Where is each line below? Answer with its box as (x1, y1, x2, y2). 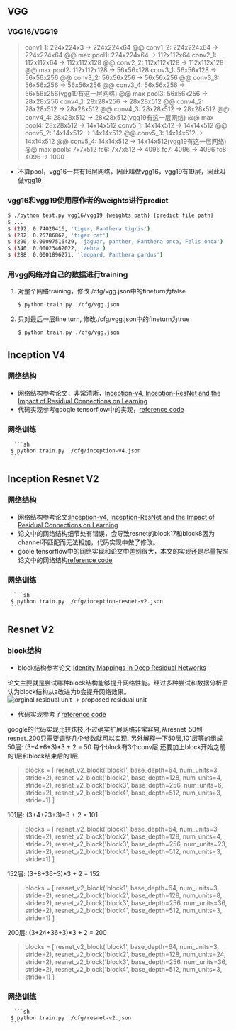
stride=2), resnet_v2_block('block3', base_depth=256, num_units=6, (24, 780, 223, 789)
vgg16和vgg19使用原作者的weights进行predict (7, 195, 169, 205)
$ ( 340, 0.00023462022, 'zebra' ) (7, 245, 106, 252)
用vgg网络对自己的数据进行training (7, 269, 128, 279)
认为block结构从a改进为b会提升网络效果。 (7, 687, 130, 695)
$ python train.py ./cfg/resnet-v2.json (10, 1014, 132, 1021)
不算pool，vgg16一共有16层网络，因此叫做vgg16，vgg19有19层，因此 (17, 167, 220, 176)
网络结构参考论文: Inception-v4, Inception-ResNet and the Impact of (17, 513, 215, 521)
